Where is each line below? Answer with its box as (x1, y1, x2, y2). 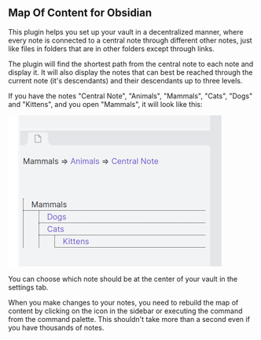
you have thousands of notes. (8, 323, 105, 332)
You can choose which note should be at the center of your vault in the (8, 274, 238, 283)
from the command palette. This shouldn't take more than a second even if (8, 314, 250, 323)
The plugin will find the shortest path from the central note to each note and (8, 59, 254, 68)
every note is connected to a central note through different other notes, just (8, 35, 253, 45)
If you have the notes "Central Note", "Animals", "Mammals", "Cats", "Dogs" (8, 91, 253, 101)
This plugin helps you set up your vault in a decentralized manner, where (8, 27, 244, 36)
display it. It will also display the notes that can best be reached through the (8, 67, 253, 77)
